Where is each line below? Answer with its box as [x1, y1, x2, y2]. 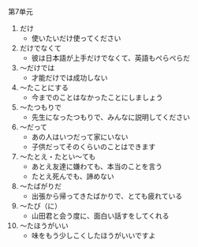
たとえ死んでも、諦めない [31, 172, 114, 181]
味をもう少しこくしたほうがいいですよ [31, 231, 156, 240]
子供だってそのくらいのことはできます [31, 142, 156, 152]
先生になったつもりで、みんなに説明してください [31, 113, 191, 122]
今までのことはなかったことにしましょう [31, 93, 163, 102]
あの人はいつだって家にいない [31, 133, 129, 141]
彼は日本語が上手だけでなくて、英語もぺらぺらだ [31, 54, 191, 62]
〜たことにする [19, 83, 69, 92]
